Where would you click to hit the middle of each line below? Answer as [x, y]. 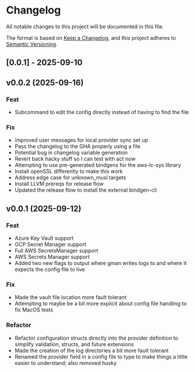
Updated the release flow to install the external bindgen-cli [86, 190]
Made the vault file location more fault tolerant [70, 297]
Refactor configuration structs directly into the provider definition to [96, 338]
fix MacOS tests [34, 310]
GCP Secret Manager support [51, 244]
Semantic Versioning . [32, 44]
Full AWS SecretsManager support [56, 251]
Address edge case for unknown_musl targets [70, 177]
